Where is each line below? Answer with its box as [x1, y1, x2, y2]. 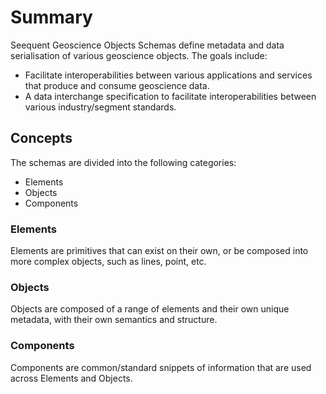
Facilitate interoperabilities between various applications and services [24, 69, 313, 81]
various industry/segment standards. [24, 101, 177, 113]
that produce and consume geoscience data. [24, 79, 210, 91]
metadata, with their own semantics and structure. [10, 314, 218, 326]
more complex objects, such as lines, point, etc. [10, 256, 207, 268]
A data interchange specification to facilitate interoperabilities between [24, 90, 317, 102]
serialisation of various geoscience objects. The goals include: [10, 49, 268, 61]
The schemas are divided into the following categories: [10, 156, 237, 168]
